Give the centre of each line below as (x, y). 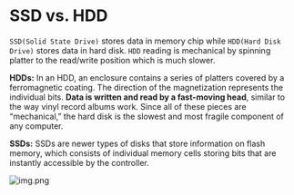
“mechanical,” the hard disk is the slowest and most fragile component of (147, 116)
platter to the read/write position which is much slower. (112, 60)
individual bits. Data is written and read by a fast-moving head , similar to (147, 97)
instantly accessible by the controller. (80, 162)
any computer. (36, 126)
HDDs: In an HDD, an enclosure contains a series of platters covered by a (147, 77)
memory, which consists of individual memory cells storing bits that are (143, 153)
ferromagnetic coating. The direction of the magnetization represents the (147, 87)
